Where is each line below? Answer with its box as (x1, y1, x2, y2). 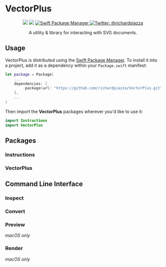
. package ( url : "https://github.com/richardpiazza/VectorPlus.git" (23, 86, 163, 91)
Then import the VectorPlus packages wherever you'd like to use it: (5, 108, 143, 114)
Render (5, 245, 23, 252)
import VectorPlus (5, 122, 43, 128)
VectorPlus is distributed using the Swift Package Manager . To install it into (5, 57, 158, 63)
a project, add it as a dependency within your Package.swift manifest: (5, 62, 147, 68)
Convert (5, 208, 26, 215)
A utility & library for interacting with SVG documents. (29, 29, 137, 35)
